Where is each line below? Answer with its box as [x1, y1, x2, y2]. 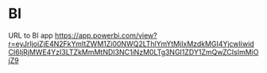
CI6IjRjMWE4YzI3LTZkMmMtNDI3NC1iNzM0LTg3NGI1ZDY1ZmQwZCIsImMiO [8, 47, 259, 57]
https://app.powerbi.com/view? [54, 31, 157, 40]
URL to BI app [8, 31, 53, 40]
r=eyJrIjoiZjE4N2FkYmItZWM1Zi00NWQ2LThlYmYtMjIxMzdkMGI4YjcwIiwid [8, 38, 254, 48]
